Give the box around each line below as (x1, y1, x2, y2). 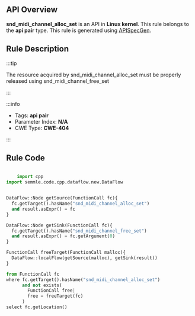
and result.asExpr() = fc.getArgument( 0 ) (11, 233, 116, 239)
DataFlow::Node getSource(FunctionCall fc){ (6, 195, 118, 201)
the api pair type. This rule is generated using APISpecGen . (6, 27, 152, 34)
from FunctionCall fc (6, 271, 60, 277)
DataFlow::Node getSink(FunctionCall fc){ (6, 222, 113, 228)
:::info (6, 100, 20, 107)
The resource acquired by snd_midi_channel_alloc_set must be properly (6, 71, 181, 78)
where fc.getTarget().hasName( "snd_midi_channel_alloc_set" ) (6, 276, 161, 283)
